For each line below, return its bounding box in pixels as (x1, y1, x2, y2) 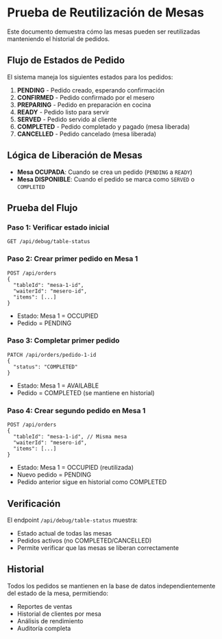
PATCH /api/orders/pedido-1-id (7, 351, 97, 358)
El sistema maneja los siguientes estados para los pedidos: (7, 73, 173, 81)
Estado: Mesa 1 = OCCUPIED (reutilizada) (16, 464, 134, 472)
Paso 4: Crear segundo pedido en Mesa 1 (7, 405, 146, 415)
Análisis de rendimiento (16, 616, 84, 625)
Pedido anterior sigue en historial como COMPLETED (16, 478, 167, 486)
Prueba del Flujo (7, 202, 78, 214)
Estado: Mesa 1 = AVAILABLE (16, 381, 99, 390)
